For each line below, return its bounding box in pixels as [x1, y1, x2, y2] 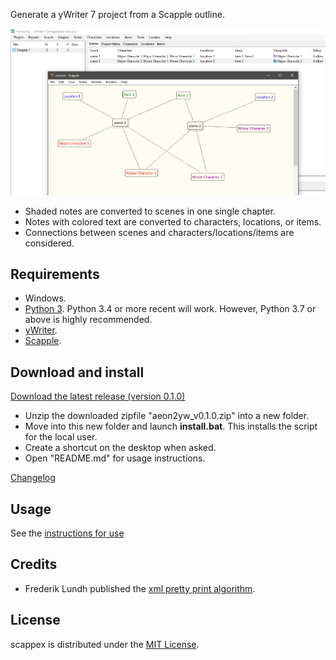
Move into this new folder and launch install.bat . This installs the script [24, 420, 318, 433]
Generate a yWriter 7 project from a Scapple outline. [10, 9, 225, 20]
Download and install [10, 364, 145, 381]
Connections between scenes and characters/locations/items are [24, 226, 295, 238]
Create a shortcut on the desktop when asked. [24, 442, 217, 454]
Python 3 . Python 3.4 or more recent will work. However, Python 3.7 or [24, 303, 317, 315]
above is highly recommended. [24, 314, 153, 326]
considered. [24, 237, 75, 249]
